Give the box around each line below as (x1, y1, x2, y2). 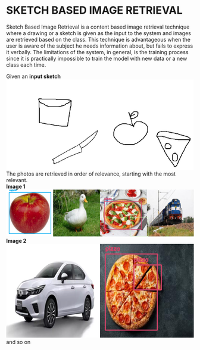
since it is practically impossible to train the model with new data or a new (6, 55, 187, 62)
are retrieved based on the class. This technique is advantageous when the (6, 36, 190, 43)
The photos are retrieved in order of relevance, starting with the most (6, 170, 176, 177)
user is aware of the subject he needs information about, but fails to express (6, 42, 193, 49)
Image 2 (6, 237, 27, 245)
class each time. (6, 61, 46, 68)
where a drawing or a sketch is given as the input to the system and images (6, 29, 192, 36)
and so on (6, 339, 31, 346)
